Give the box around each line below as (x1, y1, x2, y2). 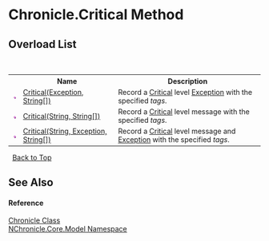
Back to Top (11, 152, 52, 162)
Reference (8, 198, 44, 207)
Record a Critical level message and (118, 126, 236, 136)
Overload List (8, 38, 77, 51)
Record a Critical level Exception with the (118, 87, 253, 97)
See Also (8, 176, 54, 189)
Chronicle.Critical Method (8, 6, 184, 24)
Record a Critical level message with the (118, 107, 250, 117)
